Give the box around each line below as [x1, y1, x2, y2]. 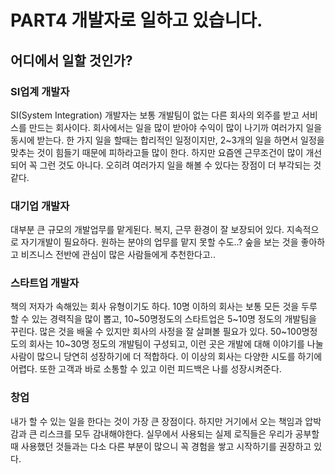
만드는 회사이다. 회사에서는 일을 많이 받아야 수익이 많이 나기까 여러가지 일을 [28, 121, 323, 133]
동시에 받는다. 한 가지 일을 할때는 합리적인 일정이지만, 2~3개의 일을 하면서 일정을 [10, 134, 325, 146]
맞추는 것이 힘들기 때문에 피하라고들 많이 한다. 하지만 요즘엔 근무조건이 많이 [10, 146, 304, 158]
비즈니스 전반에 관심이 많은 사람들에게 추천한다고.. [20, 249, 216, 261]
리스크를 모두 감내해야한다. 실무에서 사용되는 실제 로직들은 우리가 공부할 [39, 427, 320, 440]
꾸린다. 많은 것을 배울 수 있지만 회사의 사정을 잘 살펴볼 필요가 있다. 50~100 [10, 326, 302, 338]
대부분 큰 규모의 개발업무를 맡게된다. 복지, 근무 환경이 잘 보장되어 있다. [10, 224, 285, 236]
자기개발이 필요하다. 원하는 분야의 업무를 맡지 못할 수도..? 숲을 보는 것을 [20, 236, 299, 248]
